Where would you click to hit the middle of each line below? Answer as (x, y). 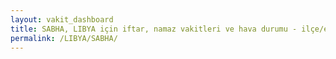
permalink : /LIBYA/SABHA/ (64, 38)
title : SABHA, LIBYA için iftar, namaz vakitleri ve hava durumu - (154, 29)
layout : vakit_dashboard (62, 19)
